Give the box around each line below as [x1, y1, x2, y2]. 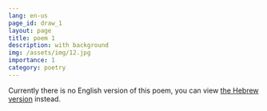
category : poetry [8, 64, 66, 72]
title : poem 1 [8, 34, 56, 42]
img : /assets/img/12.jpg [8, 49, 91, 57]
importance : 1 [8, 57, 56, 65]
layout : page [8, 26, 52, 34]
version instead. [8, 93, 62, 104]
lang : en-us [8, 11, 48, 20]
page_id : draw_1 [8, 19, 62, 27]
